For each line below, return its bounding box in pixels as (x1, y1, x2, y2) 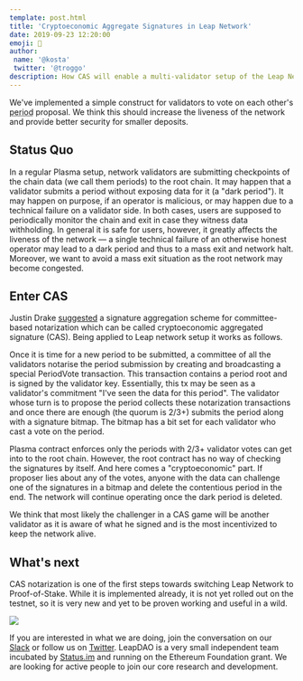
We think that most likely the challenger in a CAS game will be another (9, 509, 270, 520)
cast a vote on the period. (9, 426, 106, 437)
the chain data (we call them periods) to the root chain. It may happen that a (9, 175, 291, 186)
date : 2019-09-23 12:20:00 (9, 30, 111, 39)
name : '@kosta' (13, 55, 70, 64)
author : (9, 47, 39, 56)
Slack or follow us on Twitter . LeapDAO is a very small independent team (9, 642, 280, 653)
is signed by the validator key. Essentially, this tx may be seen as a (9, 378, 256, 389)
